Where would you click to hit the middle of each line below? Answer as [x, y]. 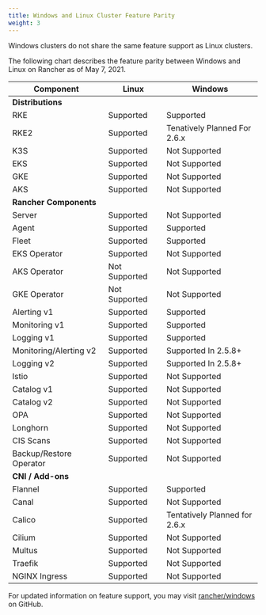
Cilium [24, 537]
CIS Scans [31, 440]
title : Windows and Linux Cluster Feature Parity [92, 15]
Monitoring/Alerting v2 [54, 351]
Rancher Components [54, 202]
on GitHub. [26, 604]
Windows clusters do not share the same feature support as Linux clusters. [131, 45]
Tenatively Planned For [209, 127]
